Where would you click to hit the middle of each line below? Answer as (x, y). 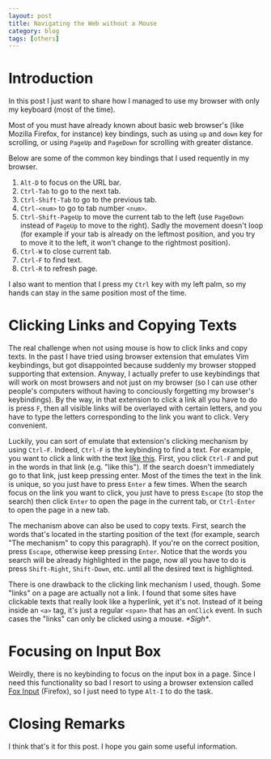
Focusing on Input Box (85, 652)
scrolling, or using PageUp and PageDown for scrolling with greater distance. (131, 143)
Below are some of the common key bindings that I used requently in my (129, 158)
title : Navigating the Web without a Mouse (83, 23)
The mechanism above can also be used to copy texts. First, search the (127, 526)
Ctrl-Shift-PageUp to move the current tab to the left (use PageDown (132, 217)
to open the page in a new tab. (59, 510)
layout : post (30, 16)
